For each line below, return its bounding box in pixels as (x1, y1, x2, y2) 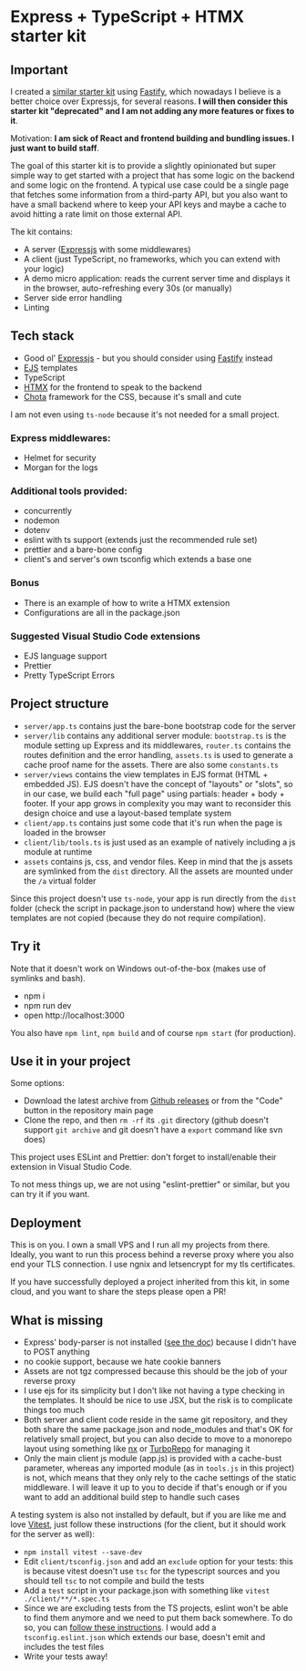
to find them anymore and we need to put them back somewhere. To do (23, 1613, 293, 1624)
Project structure (10, 696, 109, 712)
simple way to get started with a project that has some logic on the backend (10, 170, 295, 180)
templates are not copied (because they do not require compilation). (10, 912, 267, 923)
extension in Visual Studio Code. (10, 1162, 133, 1173)
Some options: (10, 1078, 65, 1089)
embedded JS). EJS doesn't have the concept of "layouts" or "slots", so (23, 778, 294, 789)
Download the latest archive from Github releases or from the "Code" (23, 1095, 283, 1106)
